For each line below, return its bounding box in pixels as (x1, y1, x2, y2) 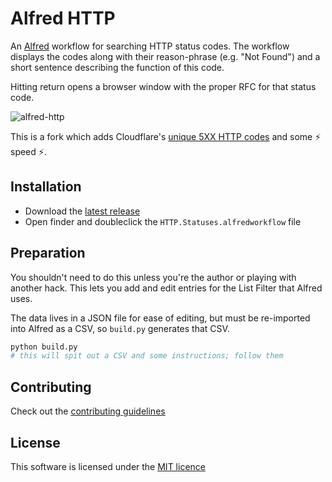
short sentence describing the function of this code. (10, 61, 225, 73)
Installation (10, 178, 82, 196)
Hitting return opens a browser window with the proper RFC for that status (10, 80, 317, 92)
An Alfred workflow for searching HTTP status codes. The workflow (10, 40, 290, 52)
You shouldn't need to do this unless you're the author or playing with (10, 271, 297, 283)
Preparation (10, 245, 86, 262)
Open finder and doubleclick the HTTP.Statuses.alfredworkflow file (24, 215, 302, 227)
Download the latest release (24, 205, 141, 217)
